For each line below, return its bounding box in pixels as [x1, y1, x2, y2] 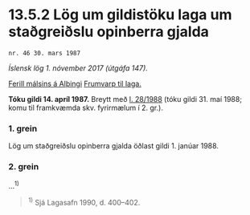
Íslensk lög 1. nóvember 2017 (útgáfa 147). [8, 63, 149, 73]
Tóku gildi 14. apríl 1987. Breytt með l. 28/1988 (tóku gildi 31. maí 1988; [8, 94, 243, 103]
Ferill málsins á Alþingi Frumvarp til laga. [8, 79, 142, 88]
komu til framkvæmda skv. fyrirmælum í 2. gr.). [8, 103, 163, 112]
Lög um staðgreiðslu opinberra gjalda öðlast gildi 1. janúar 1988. [8, 141, 219, 151]
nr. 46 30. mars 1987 [8, 49, 81, 57]
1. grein [8, 123, 38, 134]
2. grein [8, 161, 39, 172]
